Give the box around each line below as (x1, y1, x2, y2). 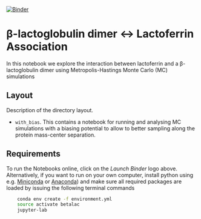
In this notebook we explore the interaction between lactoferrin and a (6, 59, 179, 67)
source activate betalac (17, 201, 80, 207)
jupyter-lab (17, 207, 47, 214)
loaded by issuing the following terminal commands (6, 184, 135, 191)
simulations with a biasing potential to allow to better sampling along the (15, 124, 196, 132)
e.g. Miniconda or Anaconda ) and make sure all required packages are (6, 178, 182, 185)
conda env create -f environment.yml (17, 196, 113, 202)
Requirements (6, 149, 61, 159)
